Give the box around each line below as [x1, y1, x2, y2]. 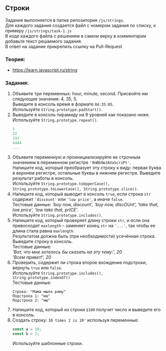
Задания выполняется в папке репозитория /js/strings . [5, 17, 125, 23]
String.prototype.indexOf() [12, 275, 70, 280]
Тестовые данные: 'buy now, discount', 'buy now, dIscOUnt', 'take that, [12, 201, 159, 207]
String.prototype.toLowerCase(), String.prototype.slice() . [12, 185, 138, 191]
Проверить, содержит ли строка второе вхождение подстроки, [12, 259, 147, 265]
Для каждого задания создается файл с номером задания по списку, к [5, 22, 156, 28]
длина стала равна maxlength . [12, 228, 75, 234]
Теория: [5, 56, 26, 62]
